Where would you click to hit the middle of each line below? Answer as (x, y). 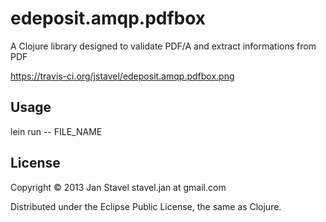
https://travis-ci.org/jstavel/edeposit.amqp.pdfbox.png (122, 76)
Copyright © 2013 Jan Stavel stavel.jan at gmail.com (118, 187)
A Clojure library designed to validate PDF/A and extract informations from (163, 46)
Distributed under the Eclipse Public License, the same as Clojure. (146, 206)
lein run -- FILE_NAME (56, 131)
